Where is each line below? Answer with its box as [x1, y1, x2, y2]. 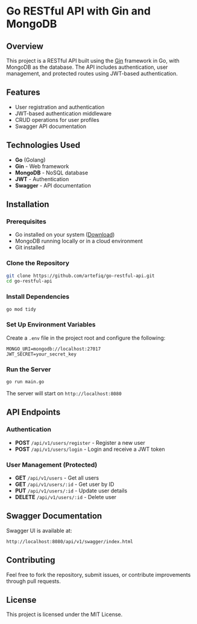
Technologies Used [6, 140, 80, 150]
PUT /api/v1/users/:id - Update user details [14, 487, 128, 494]
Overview [6, 41, 44, 51]
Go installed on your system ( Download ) [14, 231, 115, 238]
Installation [6, 199, 49, 209]
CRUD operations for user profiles [14, 116, 99, 123]
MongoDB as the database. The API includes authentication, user [6, 63, 168, 71]
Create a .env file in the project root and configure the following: [6, 334, 166, 342]
